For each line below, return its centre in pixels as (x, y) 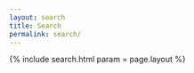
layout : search (37, 17)
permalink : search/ (45, 34)
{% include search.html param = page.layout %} (98, 60)
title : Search (36, 26)
